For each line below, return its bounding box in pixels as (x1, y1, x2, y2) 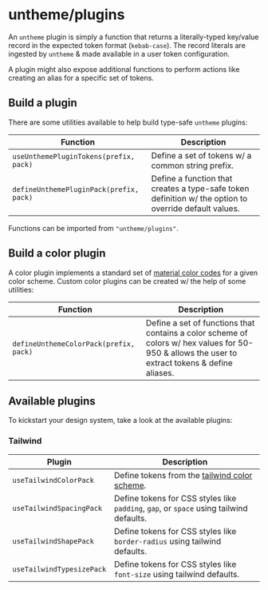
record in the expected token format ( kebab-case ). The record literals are (8, 40, 246, 50)
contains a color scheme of (146, 327, 248, 338)
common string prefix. (151, 160, 234, 171)
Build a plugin (8, 96, 77, 110)
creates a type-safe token (151, 182, 250, 193)
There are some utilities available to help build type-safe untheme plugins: (8, 118, 248, 127)
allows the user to (171, 347, 238, 358)
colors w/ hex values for (146, 337, 236, 349)
